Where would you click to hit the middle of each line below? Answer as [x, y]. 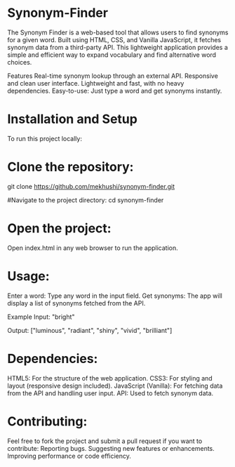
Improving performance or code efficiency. [69, 456]
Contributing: [47, 421]
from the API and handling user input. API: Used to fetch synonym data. [110, 393]
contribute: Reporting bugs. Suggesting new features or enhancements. [111, 448]
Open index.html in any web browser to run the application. [93, 248]
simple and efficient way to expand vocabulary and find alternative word [112, 55]
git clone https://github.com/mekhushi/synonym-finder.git [91, 186]
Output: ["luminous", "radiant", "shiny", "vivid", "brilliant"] [90, 330]
